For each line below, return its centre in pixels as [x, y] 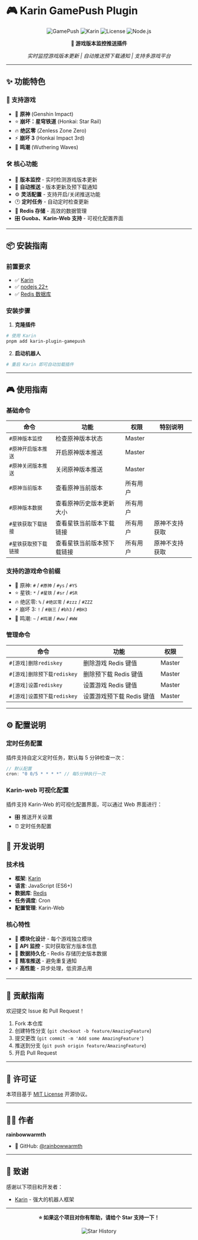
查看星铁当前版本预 [82, 543]
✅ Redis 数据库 [33, 294]
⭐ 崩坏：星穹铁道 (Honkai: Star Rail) [58, 121]
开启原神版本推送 [79, 452]
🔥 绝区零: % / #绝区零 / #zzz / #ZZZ [54, 601]
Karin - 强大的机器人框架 [44, 1199]
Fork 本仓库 [29, 1024]
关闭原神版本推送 [79, 469]
